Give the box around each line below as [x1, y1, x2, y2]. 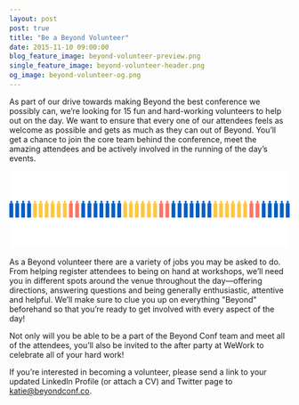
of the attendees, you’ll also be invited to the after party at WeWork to [9, 340, 264, 351]
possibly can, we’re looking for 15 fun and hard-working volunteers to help [9, 105, 282, 116]
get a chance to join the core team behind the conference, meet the [9, 134, 257, 144]
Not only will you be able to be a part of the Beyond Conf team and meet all [9, 330, 286, 342]
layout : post [9, 14, 58, 23]
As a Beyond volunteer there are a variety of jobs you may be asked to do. [9, 256, 281, 267]
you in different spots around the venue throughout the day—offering [9, 276, 263, 287]
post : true [9, 23, 50, 33]
